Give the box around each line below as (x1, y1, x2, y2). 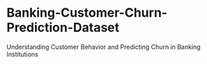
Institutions (6, 50, 39, 58)
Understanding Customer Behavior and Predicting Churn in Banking (6, 42, 201, 51)
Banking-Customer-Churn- (6, 5, 168, 21)
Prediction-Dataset (6, 19, 120, 35)
